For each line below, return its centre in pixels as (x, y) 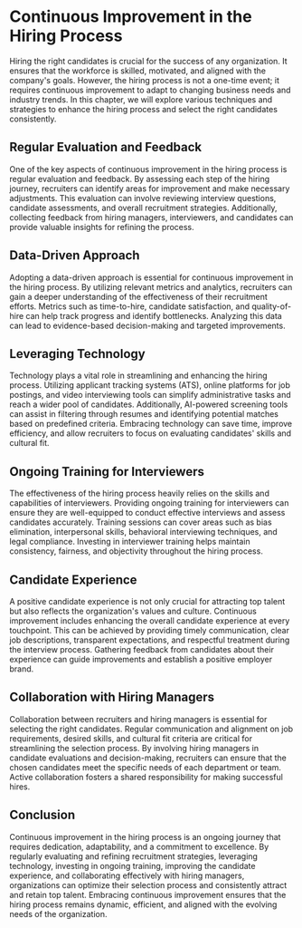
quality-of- (272, 306)
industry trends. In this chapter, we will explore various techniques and (141, 99)
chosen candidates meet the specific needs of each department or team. (146, 767)
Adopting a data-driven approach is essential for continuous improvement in (151, 277)
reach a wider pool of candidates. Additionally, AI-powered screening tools (149, 404)
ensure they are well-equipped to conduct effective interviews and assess (147, 513)
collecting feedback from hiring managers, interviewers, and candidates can (151, 217)
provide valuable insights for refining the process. (102, 227)
